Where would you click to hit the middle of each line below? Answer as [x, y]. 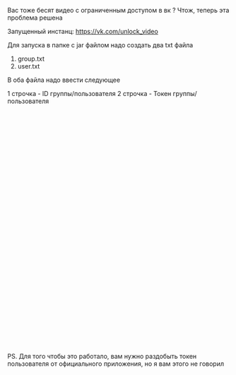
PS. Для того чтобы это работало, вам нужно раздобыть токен [102, 356]
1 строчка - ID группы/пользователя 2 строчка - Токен [89, 94]
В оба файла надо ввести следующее [64, 80]
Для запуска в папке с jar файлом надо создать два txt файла [100, 45]
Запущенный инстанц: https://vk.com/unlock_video [83, 31]
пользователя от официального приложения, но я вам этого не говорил [116, 364]
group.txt [31, 59]
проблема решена [35, 18]
